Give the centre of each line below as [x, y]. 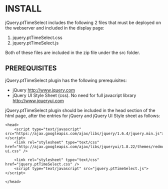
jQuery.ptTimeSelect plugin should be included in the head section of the [80, 110]
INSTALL [23, 9]
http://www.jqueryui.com [38, 100]
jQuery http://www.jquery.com [43, 90]
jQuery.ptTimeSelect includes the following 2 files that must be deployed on [83, 22]
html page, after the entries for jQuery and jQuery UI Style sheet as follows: [83, 115]
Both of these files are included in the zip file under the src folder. [73, 52]
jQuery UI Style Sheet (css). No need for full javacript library [74, 95]
